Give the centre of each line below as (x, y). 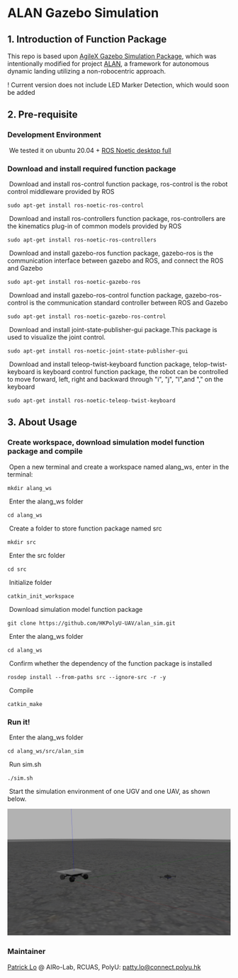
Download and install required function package (92, 169)
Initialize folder (30, 582)
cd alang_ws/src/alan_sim (45, 751)
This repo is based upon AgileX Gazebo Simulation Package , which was (112, 56)
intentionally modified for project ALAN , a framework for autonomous (108, 64)
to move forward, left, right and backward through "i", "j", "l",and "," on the (115, 379)
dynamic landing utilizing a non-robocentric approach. (87, 71)
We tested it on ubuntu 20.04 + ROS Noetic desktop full (90, 150)
